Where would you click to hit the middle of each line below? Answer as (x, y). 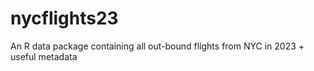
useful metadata (44, 56)
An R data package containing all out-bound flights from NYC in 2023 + (157, 46)
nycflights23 (64, 18)
